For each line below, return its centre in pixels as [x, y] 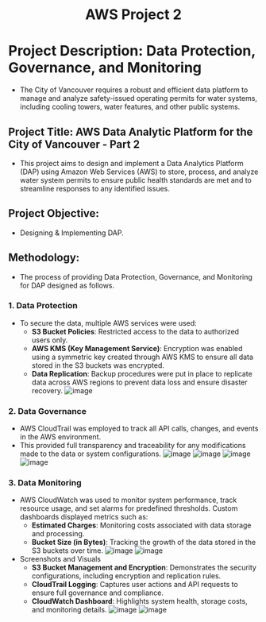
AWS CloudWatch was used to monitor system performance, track [128, 500]
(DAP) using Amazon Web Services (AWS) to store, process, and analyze [139, 172]
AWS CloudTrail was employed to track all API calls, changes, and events [139, 429]
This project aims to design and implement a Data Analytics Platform [131, 163]
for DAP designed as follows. [67, 285]
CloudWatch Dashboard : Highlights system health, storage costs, [139, 601]
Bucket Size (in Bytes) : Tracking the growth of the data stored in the [144, 543]
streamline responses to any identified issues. [95, 188]
